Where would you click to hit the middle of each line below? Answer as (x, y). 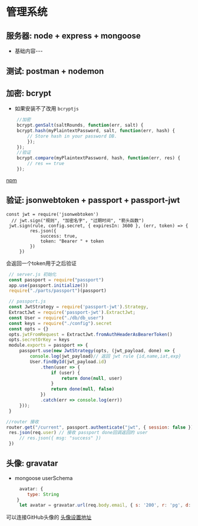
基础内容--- (29, 51)
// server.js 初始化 (32, 274)
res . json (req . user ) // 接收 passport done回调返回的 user (78, 433)
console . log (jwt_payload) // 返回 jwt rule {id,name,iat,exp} (105, 356)
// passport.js (27, 301)
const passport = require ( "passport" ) (56, 280)
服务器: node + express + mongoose (74, 36)
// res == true (46, 164)
